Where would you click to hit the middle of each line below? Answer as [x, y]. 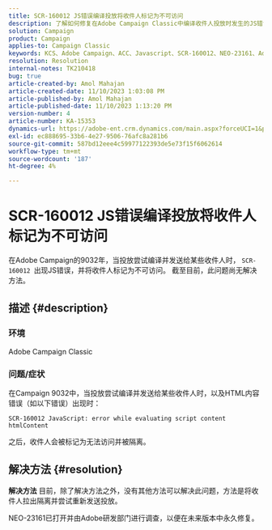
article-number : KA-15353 [52, 121]
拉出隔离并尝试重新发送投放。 [72, 500]
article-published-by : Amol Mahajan [70, 99]
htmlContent [28, 426]
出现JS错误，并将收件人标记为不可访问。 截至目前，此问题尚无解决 [145, 270]
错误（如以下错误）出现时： [55, 403]
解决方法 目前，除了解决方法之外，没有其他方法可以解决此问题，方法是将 [130, 490]
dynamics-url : [32, 129]
